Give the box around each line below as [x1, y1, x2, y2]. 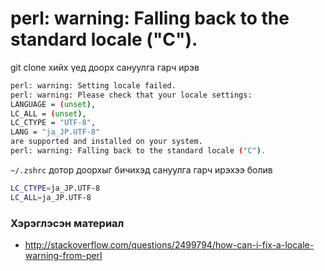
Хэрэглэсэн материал [10, 216, 125, 230]
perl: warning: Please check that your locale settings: [10, 90, 253, 100]
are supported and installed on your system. [10, 137, 203, 147]
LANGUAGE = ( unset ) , [10, 99, 97, 109]
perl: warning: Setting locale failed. [10, 80, 177, 91]
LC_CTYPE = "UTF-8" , [10, 118, 97, 128]
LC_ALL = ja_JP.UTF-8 [10, 192, 92, 202]
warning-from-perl [24, 249, 103, 261]
